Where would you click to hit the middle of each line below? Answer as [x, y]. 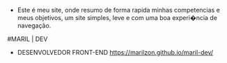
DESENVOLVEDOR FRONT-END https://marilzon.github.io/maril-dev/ [115, 52]
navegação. [34, 26]
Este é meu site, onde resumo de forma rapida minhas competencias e [119, 10]
